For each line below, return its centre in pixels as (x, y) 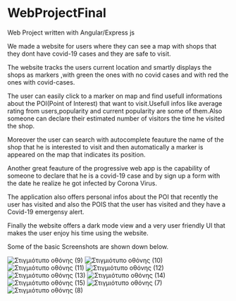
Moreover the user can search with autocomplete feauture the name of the (116, 140)
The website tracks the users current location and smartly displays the (110, 67)
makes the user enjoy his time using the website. (78, 233)
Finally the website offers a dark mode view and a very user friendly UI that (116, 225)
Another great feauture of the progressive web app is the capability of (109, 168)
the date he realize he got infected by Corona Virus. (82, 183)
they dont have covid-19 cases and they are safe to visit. (89, 54)
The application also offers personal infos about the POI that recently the (113, 197)
